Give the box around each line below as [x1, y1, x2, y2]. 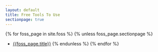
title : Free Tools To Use [5, 12, 60, 17]
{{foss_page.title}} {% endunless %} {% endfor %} [12, 41, 119, 47]
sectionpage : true [5, 17, 44, 22]
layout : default [5, 7, 40, 13]
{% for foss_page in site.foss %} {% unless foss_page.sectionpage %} [5, 31, 153, 37]
